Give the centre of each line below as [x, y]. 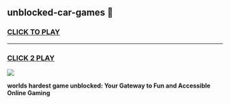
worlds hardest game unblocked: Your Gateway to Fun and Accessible [109, 86]
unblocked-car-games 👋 [60, 13]
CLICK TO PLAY [34, 32]
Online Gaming [29, 92]
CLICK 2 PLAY [31, 57]
